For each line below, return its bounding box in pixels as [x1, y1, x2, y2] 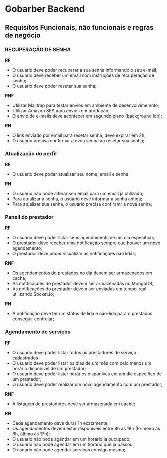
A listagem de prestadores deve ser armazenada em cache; [12, 401, 136, 407]
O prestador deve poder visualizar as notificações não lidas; [12, 251, 136, 257]
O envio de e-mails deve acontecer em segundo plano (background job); [12, 113, 162, 119]
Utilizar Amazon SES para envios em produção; [12, 107, 110, 113]
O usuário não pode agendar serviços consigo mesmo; [12, 446, 126, 453]
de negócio [5, 31, 41, 39]
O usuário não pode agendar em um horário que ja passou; [12, 441, 134, 447]
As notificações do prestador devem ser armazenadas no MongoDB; [12, 281, 154, 287]
